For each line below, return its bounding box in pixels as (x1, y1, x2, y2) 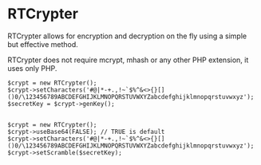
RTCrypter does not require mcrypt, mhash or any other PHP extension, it (7, 55, 249, 65)
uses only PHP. (7, 63, 57, 73)
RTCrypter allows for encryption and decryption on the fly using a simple (7, 31, 247, 41)
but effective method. (7, 39, 79, 49)
